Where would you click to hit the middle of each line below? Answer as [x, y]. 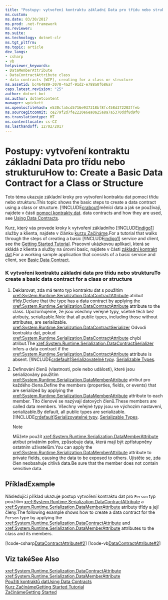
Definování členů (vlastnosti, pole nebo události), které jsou [73, 369]
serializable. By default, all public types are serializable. [69, 412]
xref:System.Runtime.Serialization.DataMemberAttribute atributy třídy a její [82, 507]
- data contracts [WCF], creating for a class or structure [69, 80]
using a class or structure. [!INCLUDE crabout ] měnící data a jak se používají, [83, 208]
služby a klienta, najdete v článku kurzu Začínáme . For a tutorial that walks [81, 233]
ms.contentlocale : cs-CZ [31, 122]
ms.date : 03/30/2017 [27, 19]
